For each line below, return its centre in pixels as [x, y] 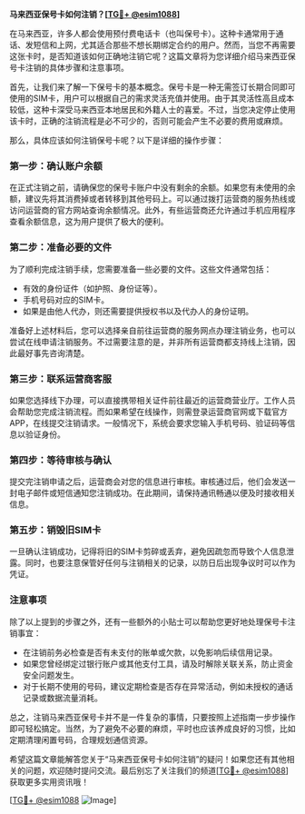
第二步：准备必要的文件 [60, 247]
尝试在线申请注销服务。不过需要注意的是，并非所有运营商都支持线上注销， [148, 342]
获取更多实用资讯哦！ [49, 781]
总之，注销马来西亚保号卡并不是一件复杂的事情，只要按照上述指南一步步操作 [152, 717]
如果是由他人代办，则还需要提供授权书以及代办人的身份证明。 [138, 311]
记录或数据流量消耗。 [62, 698]
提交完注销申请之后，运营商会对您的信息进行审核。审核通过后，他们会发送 [148, 481]
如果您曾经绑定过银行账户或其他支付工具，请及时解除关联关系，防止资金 [157, 663]
